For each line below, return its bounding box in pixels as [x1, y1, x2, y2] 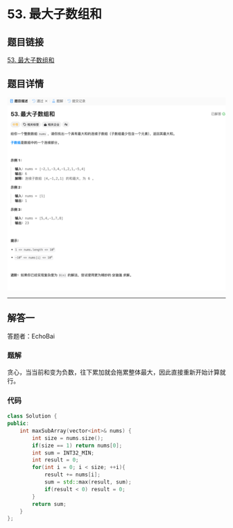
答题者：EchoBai [7, 332, 55, 340]
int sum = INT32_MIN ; [32, 449, 95, 457]
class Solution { [7, 413, 58, 420]
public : [7, 420, 30, 427]
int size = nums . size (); [32, 434, 104, 441]
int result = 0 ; [32, 457, 79, 463]
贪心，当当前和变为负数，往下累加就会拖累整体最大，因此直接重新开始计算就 [7, 368, 226, 376]
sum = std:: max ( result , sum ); [44, 479, 132, 486]
